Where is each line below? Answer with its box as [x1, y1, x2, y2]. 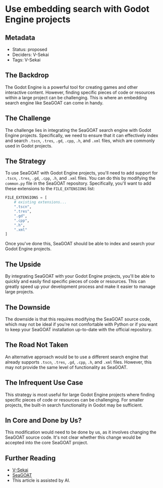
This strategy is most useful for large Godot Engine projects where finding [5, 392, 155, 398]
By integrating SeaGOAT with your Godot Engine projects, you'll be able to [5, 273, 155, 279]
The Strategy [5, 157, 46, 166]
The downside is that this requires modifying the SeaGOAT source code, [5, 316, 151, 322]
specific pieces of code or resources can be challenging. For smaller [5, 397, 144, 402]
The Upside [5, 260, 41, 268]
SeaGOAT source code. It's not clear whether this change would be [5, 434, 141, 440]
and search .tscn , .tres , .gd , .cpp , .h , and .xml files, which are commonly [5, 138, 155, 144]
